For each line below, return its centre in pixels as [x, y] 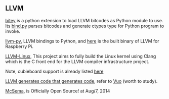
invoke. [13, 31]
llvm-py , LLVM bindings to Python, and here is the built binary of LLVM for [82, 41]
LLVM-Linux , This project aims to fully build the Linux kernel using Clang [81, 56]
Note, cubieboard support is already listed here [54, 71]
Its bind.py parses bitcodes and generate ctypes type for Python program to [85, 26]
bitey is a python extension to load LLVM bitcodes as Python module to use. [84, 20]
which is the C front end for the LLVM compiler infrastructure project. [77, 61]
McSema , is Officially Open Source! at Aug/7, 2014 [58, 91]
